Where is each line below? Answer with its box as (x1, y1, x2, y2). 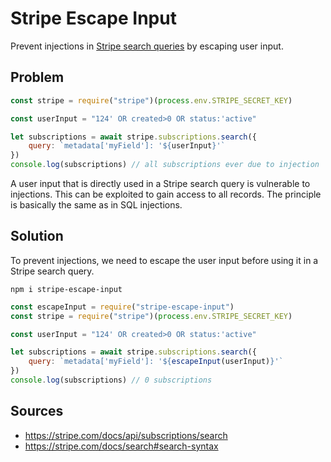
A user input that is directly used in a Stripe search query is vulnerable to (10, 178, 311, 189)
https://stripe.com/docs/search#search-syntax (24, 440, 219, 452)
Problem (10, 69, 65, 86)
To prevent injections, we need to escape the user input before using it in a (10, 254, 319, 266)
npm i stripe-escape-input (10, 284, 123, 294)
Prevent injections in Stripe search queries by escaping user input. (10, 40, 284, 52)
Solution (10, 228, 64, 245)
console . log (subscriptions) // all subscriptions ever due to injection (10, 160, 320, 170)
